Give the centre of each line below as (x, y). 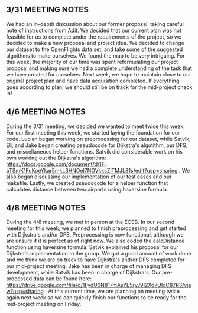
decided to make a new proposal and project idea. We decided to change (95, 43)
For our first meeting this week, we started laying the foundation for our (93, 132)
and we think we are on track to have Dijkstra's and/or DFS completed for (95, 260)
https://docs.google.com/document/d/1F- (57, 164)
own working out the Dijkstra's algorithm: (56, 158)
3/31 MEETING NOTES (48, 10)
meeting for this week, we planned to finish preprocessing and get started (96, 228)
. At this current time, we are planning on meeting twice (113, 291)
